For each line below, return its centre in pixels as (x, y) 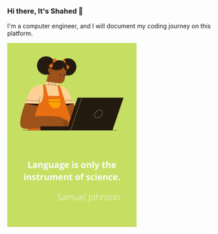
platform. (20, 33)
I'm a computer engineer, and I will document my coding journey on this (109, 26)
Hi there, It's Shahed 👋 (45, 11)
